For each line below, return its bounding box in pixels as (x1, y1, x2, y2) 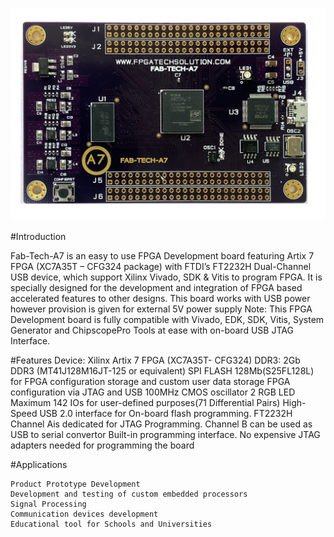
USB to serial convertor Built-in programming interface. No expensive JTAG (10, 429, 321, 441)
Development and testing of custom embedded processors (10, 489, 248, 500)
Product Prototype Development (10, 479, 141, 490)
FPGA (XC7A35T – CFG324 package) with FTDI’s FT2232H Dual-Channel (10, 261, 312, 273)
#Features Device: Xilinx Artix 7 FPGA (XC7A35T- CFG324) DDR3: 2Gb (10, 354, 301, 367)
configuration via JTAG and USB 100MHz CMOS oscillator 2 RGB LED (10, 386, 296, 398)
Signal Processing (10, 499, 87, 510)
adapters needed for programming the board (10, 439, 195, 452)
